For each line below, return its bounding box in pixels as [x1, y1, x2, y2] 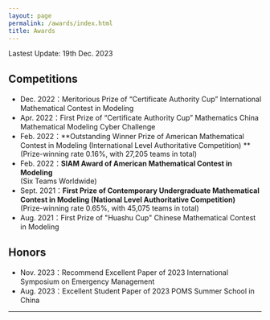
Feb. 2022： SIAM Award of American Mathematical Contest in [19, 158, 233, 169]
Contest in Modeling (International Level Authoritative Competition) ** [19, 141, 251, 150]
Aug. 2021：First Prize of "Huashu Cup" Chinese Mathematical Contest [19, 213, 256, 223]
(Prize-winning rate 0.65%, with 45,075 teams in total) [19, 203, 199, 213]
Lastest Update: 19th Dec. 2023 [8, 49, 113, 59]
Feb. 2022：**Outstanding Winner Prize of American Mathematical [19, 132, 245, 142]
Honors [8, 245, 47, 259]
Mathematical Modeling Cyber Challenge [19, 122, 156, 132]
